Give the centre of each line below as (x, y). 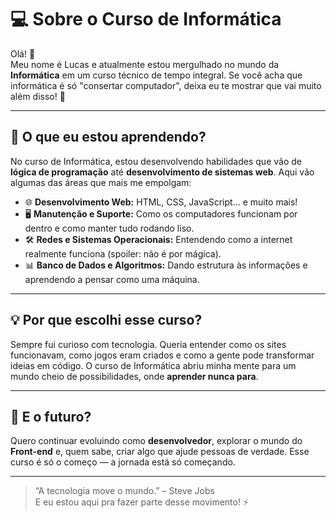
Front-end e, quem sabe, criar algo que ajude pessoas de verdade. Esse (160, 452)
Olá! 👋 (23, 53)
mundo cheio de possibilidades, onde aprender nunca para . (134, 376)
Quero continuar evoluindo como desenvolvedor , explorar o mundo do (156, 441)
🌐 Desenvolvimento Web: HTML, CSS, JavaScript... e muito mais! (161, 202)
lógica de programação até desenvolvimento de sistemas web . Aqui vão (162, 172)
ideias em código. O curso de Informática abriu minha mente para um (153, 365)
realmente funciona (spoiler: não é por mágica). (123, 253)
